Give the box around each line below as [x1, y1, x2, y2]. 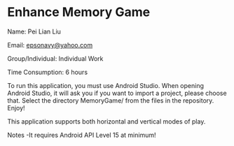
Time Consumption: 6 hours [7, 68, 88, 76]
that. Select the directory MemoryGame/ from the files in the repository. [7, 96, 214, 105]
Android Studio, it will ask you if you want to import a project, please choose [7, 89, 227, 97]
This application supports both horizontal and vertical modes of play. [7, 117, 206, 126]
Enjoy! [7, 103, 26, 112]
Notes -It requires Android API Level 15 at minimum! [7, 131, 156, 139]
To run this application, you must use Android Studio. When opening [7, 81, 205, 89]
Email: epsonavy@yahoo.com [7, 41, 93, 49]
